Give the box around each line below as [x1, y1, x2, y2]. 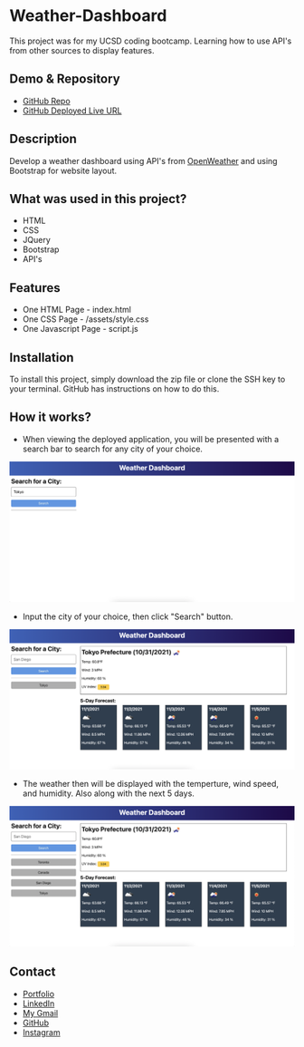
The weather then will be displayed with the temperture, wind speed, [22, 778, 279, 789]
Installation [9, 350, 74, 365]
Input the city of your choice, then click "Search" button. [22, 611, 233, 622]
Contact [9, 965, 56, 980]
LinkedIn [22, 998, 55, 1009]
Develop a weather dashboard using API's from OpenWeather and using [9, 155, 278, 166]
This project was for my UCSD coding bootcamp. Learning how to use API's [9, 35, 292, 46]
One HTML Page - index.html [22, 305, 131, 315]
